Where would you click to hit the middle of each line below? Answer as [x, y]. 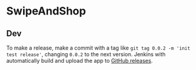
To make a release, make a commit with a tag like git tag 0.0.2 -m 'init [98, 48]
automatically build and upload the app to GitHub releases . [79, 61]
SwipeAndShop [46, 11]
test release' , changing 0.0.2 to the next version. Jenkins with [86, 54]
